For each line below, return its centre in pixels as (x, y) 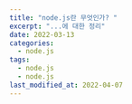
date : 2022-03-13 (42, 34)
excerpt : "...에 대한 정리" (57, 26)
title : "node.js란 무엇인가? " (63, 18)
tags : (19, 60)
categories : (32, 43)
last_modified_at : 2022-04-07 (66, 85)
